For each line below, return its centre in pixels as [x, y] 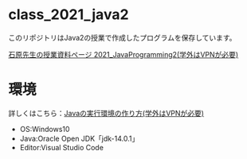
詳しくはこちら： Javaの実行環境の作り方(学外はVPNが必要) [106, 113]
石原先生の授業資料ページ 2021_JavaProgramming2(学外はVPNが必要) [123, 54]
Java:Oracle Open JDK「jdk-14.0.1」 [79, 138]
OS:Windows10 [45, 129]
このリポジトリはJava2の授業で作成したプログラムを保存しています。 [122, 37]
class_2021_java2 [69, 15]
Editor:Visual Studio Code [61, 147]
